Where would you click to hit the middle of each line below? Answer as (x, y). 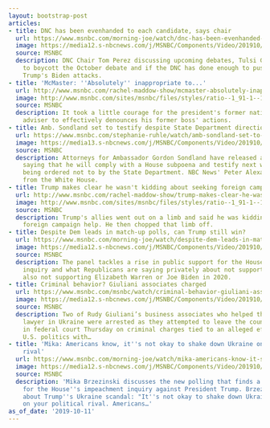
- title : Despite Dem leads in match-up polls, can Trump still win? (127, 232)
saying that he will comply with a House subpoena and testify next (140, 165)
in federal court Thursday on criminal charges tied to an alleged (138, 329)
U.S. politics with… (57, 337)
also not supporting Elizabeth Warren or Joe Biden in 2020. (127, 277)
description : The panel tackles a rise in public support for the (129, 262)
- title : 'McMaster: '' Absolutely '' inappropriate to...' (107, 83)
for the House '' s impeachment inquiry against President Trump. (133, 389)
